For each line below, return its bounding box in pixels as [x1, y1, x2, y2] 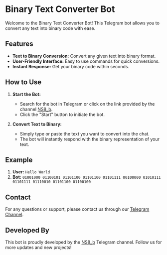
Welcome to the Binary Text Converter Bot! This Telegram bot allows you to [5, 20, 160, 26]
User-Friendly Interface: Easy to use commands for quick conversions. [12, 58, 160, 64]
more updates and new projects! [5, 245, 72, 250]
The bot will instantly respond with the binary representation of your [19, 136, 160, 142]
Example [5, 155, 33, 164]
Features [5, 40, 33, 48]
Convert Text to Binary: [12, 121, 62, 127]
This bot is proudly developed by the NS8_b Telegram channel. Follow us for [5, 239, 162, 245]
